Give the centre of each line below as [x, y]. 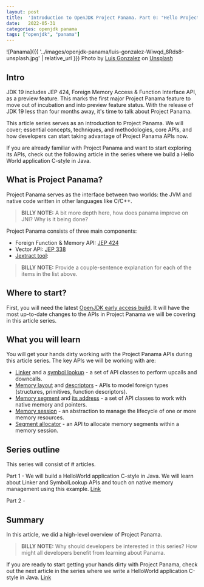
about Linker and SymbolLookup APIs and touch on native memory [90, 482]
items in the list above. [49, 273]
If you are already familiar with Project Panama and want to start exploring [99, 148]
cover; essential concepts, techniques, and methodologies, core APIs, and [99, 129]
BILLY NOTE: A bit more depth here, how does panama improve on [105, 213]
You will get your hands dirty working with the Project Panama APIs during [99, 354]
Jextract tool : [32, 255]
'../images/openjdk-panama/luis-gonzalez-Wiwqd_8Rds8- [112, 52]
